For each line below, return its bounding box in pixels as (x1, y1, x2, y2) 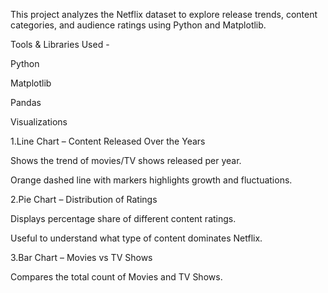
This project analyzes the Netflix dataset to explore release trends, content (10, 9, 318, 20)
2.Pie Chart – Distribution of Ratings (10, 194, 158, 205)
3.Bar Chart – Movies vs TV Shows (10, 252, 153, 263)
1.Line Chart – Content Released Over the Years (10, 135, 206, 147)
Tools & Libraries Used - (10, 39, 110, 50)
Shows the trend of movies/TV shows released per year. (10, 155, 242, 166)
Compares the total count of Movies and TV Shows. (10, 271, 223, 283)
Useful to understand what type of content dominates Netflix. (10, 232, 263, 244)
